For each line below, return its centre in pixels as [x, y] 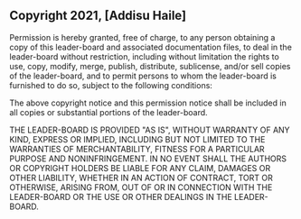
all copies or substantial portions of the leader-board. [108, 112]
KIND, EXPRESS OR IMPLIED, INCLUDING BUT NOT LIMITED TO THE [137, 139]
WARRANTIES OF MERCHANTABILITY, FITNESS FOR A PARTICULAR [137, 149]
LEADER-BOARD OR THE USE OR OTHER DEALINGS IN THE [121, 196]
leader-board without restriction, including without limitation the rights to [145, 56]
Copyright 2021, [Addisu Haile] [98, 16]
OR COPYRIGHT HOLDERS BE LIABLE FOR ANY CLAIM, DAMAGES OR [140, 168]
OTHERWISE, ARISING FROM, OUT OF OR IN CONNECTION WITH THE [141, 187]
